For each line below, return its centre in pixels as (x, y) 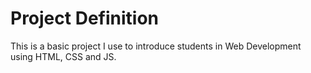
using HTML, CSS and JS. (63, 56)
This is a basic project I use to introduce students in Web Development (156, 46)
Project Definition (84, 18)
